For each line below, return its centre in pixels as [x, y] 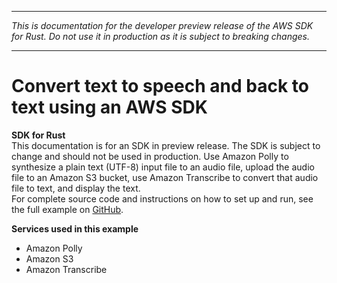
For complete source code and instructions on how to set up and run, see [162, 198]
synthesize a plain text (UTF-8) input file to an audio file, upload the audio [163, 167]
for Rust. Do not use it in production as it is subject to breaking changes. [160, 36]
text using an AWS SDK [109, 107]
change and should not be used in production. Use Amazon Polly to [150, 156]
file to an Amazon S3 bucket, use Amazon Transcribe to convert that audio [165, 177]
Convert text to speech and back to [160, 86]
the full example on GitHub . [67, 209]
